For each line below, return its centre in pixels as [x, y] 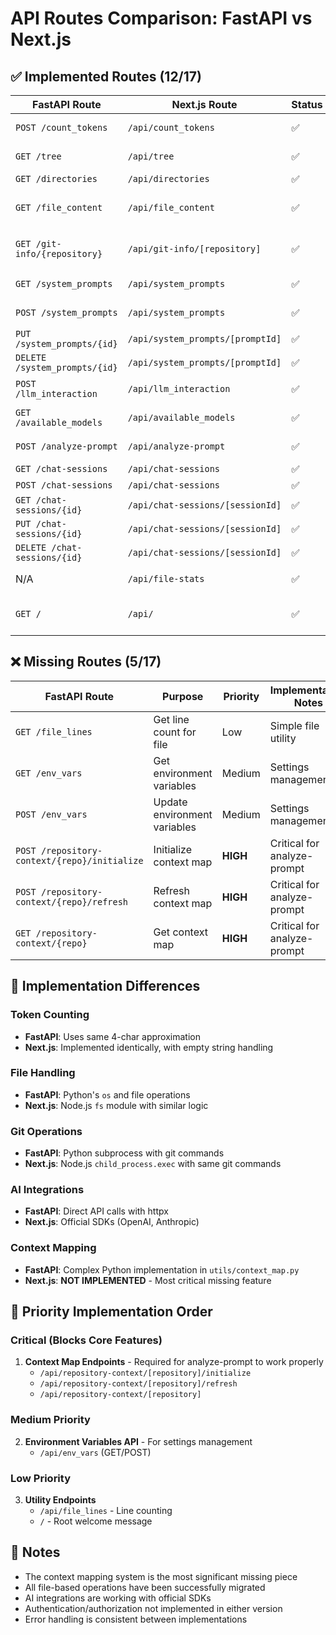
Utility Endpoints [60, 1499]
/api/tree [151, 156]
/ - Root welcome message [96, 1521]
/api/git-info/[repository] [194, 248]
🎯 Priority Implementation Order [111, 1312]
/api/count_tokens [171, 127]
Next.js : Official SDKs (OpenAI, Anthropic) [112, 1222]
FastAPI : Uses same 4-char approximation [112, 1036]
